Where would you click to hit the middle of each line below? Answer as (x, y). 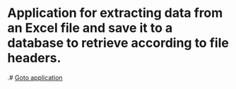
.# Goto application (35, 77)
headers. (34, 58)
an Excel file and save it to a (90, 28)
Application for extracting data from (115, 13)
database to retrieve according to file (118, 43)
